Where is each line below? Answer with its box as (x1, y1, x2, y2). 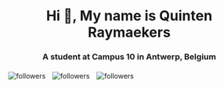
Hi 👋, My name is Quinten (45, 7, 213, 25)
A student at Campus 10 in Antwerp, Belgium (42, 51, 217, 62)
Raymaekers (87, 23, 172, 41)
